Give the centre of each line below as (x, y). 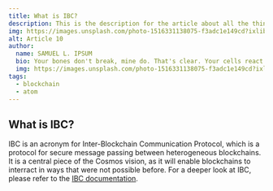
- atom (27, 91)
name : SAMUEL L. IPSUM (54, 54)
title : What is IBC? (43, 16)
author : (22, 46)
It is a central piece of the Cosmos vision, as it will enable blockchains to (130, 161)
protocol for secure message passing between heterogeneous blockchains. (135, 153)
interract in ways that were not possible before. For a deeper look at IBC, (130, 170)
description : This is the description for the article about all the (129, 24)
